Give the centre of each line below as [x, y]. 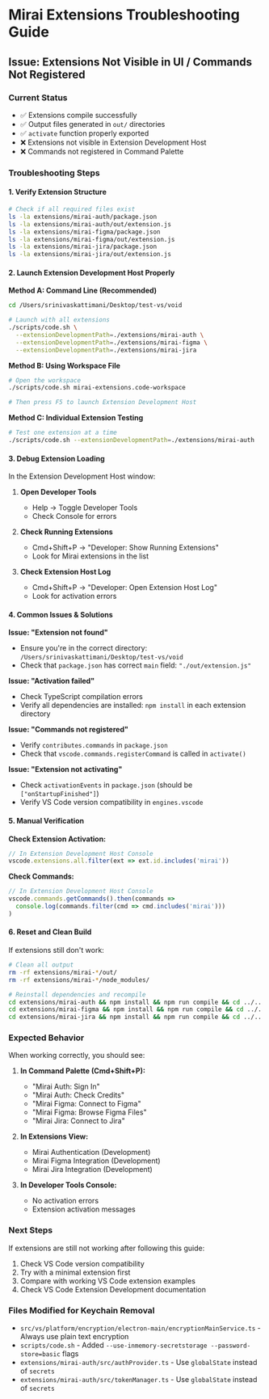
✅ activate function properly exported [84, 133]
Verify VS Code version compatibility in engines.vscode [111, 803]
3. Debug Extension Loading [57, 458]
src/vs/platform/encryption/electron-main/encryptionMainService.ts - [140, 1328]
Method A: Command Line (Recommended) [83, 291]
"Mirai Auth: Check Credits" [78, 1095]
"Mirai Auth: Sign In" [66, 1087]
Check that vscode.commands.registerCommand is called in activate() [133, 754]
